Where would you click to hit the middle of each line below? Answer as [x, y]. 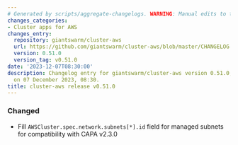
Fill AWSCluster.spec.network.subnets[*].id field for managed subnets [121, 126]
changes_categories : [38, 21]
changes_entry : [30, 34]
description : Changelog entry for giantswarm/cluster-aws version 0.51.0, [120, 73]
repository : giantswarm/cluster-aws [68, 40]
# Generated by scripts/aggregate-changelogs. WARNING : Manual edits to [117, 14]
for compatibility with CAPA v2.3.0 [68, 134]
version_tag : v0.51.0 [46, 60]
